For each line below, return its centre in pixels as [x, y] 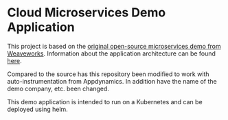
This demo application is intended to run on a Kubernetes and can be [105, 101]
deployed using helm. [38, 109]
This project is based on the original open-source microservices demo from [114, 46]
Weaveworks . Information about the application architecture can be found [112, 53]
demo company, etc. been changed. [58, 88]
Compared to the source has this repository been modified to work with [108, 74]
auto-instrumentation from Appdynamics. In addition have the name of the [112, 81]
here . [14, 60]
